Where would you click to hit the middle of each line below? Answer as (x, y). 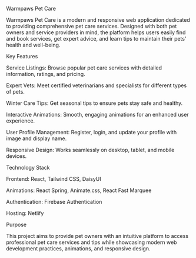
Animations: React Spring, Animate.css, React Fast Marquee (79, 190)
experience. (21, 121)
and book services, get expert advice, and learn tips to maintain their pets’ (96, 39)
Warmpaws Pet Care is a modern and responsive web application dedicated (98, 20)
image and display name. (36, 138)
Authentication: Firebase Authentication (54, 202)
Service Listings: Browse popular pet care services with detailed (84, 68)
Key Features (22, 56)
